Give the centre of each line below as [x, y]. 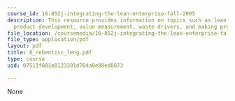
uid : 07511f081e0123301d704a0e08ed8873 [65, 65]
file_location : [29, 33]
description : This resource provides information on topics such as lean [117, 20]
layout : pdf [24, 46]
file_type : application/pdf [48, 40]
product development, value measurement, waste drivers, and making [115, 26]
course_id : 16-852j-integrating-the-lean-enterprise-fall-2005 [101, 14]
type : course [26, 59]
